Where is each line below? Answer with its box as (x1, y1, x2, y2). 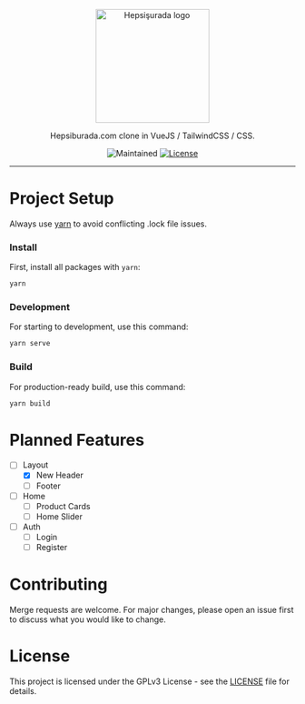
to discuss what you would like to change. (9, 614, 166, 625)
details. (9, 685, 37, 696)
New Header (35, 469, 84, 481)
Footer (35, 480, 61, 491)
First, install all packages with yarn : (9, 262, 141, 273)
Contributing (9, 574, 108, 595)
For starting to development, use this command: (9, 321, 189, 332)
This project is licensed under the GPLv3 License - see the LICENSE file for (9, 676, 290, 687)
